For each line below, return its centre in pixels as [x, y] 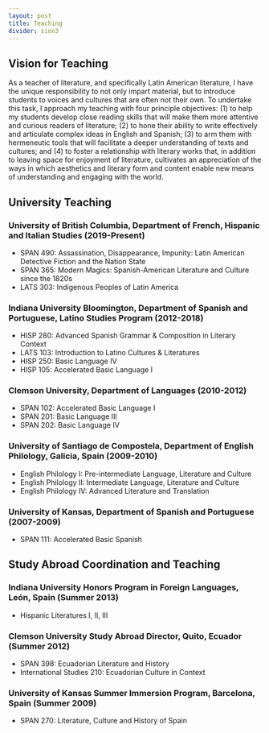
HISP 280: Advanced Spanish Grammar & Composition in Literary [128, 336]
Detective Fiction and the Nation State [83, 261]
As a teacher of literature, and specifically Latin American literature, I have [131, 83]
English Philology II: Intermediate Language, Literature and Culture [129, 482]
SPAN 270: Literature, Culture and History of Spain [103, 721]
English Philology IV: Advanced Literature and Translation [115, 491]
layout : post [30, 16]
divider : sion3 [34, 31]
